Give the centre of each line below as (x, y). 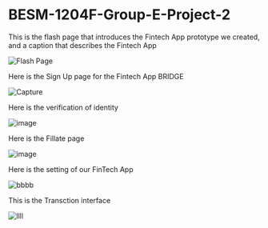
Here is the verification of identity (63, 107)
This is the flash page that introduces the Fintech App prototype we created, (134, 37)
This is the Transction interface (60, 200)
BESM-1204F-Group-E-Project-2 (119, 15)
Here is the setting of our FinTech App (71, 169)
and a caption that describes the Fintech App (83, 45)
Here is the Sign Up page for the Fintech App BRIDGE (96, 76)
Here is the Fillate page (46, 138)
